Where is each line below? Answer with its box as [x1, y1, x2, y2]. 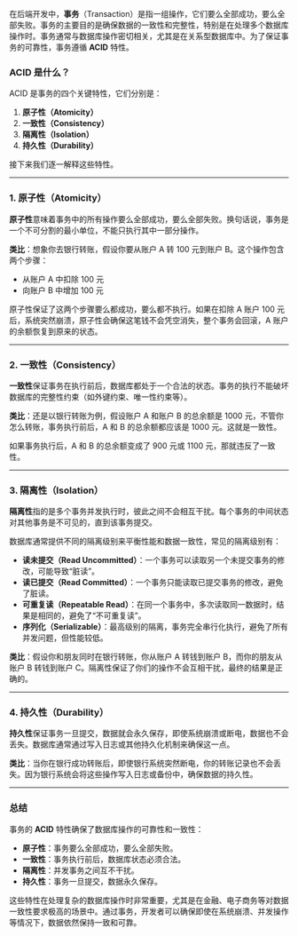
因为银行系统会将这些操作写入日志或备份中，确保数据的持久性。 [24, 769, 258, 780]
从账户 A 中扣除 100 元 [21, 274, 105, 284]
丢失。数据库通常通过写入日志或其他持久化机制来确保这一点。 [9, 739, 235, 750]
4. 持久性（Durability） [9, 706, 109, 718]
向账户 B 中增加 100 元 [21, 284, 105, 296]
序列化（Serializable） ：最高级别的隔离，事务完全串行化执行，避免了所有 [21, 622, 288, 632]
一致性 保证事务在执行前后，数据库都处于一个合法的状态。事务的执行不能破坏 [9, 380, 289, 391]
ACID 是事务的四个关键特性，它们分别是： [9, 88, 162, 99]
